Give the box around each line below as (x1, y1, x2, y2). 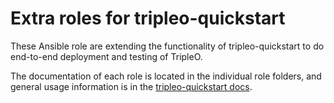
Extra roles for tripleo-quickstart (10, 7, 286, 30)
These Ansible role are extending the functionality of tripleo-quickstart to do (10, 40, 325, 52)
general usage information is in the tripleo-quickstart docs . (10, 80, 253, 92)
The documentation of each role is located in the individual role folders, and (10, 70, 322, 82)
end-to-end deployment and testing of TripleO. (10, 50, 203, 62)
